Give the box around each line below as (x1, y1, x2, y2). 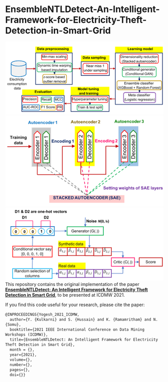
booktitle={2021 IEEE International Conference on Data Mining (10, 327, 144, 332)
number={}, (10, 362, 33, 367)
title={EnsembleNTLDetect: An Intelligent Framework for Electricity (10, 337, 158, 342)
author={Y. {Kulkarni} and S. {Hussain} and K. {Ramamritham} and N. (10, 317, 158, 322)
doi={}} (10, 372, 26, 377)
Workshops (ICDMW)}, (5, 332, 49, 337)
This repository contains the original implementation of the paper (5, 281, 139, 287)
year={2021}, (10, 352, 37, 357)
